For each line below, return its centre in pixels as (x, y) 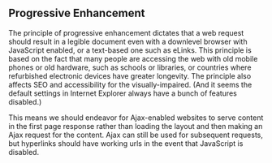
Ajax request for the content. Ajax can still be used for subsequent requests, (136, 135)
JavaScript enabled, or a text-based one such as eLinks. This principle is (130, 50)
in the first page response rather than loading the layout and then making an (136, 126)
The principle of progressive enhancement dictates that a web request (126, 32)
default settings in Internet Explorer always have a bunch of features (123, 93)
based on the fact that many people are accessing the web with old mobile (133, 58)
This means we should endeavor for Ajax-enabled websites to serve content (136, 118)
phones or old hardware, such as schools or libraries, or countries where (130, 67)
